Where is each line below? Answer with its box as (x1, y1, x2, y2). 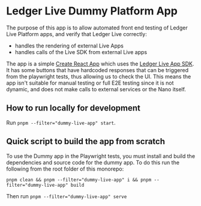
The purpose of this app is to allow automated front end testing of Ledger (6, 24, 188, 31)
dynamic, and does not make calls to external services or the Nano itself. (6, 85, 186, 92)
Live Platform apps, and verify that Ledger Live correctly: (6, 30, 147, 37)
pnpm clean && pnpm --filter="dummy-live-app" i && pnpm (6, 177, 152, 183)
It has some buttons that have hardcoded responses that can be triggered (6, 66, 189, 73)
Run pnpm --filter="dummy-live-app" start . (6, 119, 116, 126)
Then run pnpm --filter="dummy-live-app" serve (6, 192, 127, 199)
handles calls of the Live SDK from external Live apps (14, 48, 148, 55)
